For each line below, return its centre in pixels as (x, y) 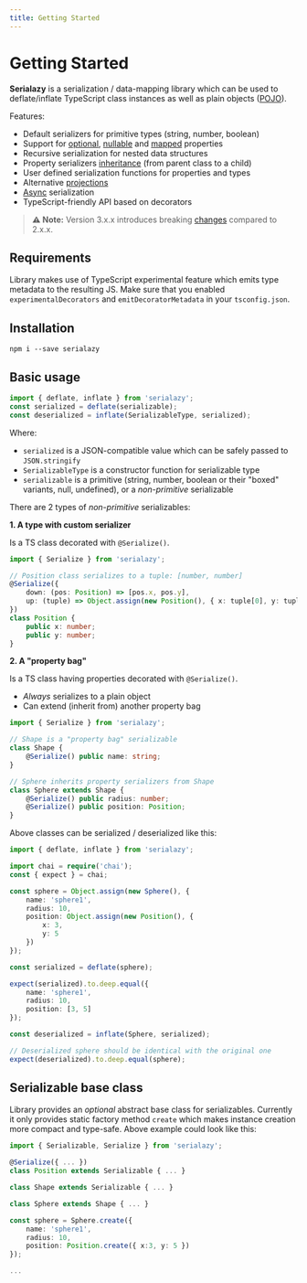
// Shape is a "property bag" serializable (94, 740)
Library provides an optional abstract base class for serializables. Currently (151, 1110)
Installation (42, 328)
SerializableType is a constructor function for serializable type (141, 470)
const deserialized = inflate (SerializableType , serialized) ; (130, 415)
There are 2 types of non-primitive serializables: (100, 507)
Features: (27, 116)
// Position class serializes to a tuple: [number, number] (127, 576)
